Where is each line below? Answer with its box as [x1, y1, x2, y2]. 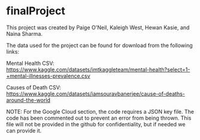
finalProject [6, 4, 66, 18]
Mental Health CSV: [6, 60, 54, 67]
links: [6, 48, 20, 55]
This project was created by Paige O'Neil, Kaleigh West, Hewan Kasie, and [6, 24, 190, 31]
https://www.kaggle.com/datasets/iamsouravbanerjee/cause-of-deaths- [6, 90, 186, 97]
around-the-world [6, 97, 51, 104]
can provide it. [6, 127, 42, 134]
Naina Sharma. [6, 30, 43, 37]
